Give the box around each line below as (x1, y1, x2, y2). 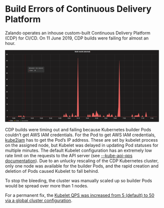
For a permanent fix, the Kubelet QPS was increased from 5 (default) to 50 (5, 192, 155, 198)
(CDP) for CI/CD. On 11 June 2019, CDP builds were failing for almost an (5, 35, 149, 41)
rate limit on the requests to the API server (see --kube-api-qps (5, 153, 133, 159)
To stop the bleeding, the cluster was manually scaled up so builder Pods (5, 178, 152, 184)
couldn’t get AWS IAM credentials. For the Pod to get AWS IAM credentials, (5, 132, 156, 138)
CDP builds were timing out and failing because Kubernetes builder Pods (5, 127, 151, 133)
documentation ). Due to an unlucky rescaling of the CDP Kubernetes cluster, (5, 158, 159, 164)
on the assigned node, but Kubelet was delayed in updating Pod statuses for (5, 143, 159, 148)
